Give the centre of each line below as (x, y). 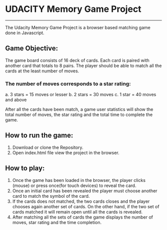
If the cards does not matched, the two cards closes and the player (81, 201)
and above (16, 100)
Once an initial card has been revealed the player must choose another (85, 191)
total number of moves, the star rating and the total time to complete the (79, 115)
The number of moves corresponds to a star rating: (68, 84)
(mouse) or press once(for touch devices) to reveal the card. (74, 185)
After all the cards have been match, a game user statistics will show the (79, 110)
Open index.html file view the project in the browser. (66, 153)
